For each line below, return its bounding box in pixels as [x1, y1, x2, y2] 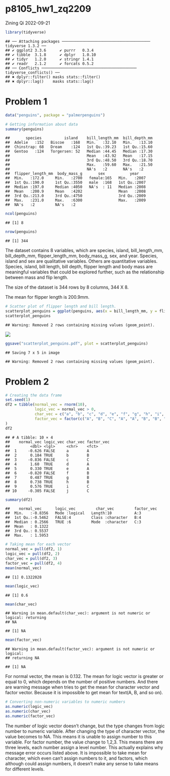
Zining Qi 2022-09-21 [5, 20, 51, 26]
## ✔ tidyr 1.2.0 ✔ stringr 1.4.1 [5, 56, 94, 61]
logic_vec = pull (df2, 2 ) [5, 551, 60, 556]
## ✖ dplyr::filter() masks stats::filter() [5, 74, 101, 79]
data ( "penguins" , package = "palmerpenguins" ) [5, 112, 105, 117]
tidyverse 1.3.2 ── [5, 43, 47, 48]
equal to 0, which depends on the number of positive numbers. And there [5, 679, 158, 685]
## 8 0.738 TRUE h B [5, 479, 90, 484]
